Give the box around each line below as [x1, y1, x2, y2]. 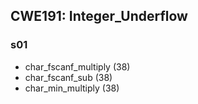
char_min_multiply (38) [24, 82, 120, 94]
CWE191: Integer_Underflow [10, 8, 188, 25]
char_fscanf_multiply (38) [24, 60, 131, 73]
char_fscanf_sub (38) [24, 71, 113, 83]
